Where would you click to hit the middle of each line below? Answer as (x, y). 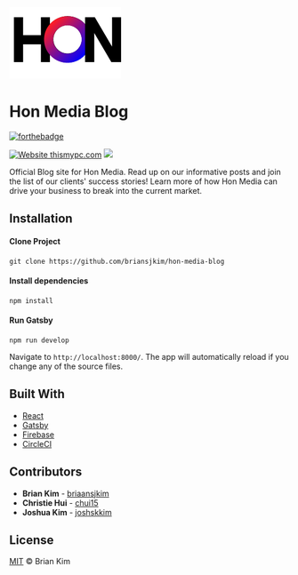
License (32, 540)
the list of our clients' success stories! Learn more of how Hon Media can (144, 181)
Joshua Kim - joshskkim (67, 512)
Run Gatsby (31, 320)
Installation (41, 219)
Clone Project (35, 241)
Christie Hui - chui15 (60, 503)
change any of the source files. (66, 366)
